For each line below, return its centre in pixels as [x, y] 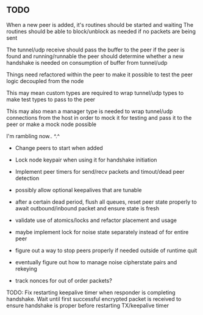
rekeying [26, 269]
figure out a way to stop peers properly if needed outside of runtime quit [106, 250]
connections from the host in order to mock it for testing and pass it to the [99, 117]
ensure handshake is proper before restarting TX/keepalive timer [88, 305]
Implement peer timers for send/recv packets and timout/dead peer [100, 171]
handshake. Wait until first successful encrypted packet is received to [94, 298]
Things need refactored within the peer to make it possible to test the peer [100, 74]
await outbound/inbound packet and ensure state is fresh [87, 208]
